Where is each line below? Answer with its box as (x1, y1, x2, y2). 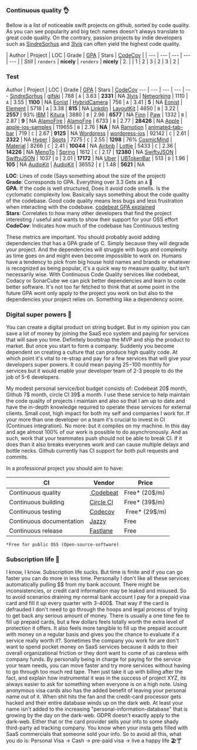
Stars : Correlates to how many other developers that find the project (6, 209, 172, 216)
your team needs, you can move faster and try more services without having (6, 662, 191, 669)
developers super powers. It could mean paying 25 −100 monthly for (6, 361, 170, 368)
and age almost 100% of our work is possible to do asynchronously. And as (6, 428, 188, 435)
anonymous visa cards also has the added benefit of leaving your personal (6, 687, 186, 694)
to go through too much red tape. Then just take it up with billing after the (6, 668, 183, 676)
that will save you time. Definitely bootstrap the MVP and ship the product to (6, 336, 191, 343)
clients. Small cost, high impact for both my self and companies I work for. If (6, 409, 190, 416)
